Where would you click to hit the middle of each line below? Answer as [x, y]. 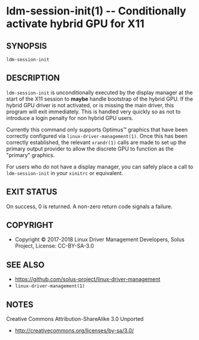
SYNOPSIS [27, 46]
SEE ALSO [25, 265]
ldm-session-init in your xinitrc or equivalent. [65, 173]
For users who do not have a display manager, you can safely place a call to [100, 167]
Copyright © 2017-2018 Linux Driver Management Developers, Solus [99, 240]
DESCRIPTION [33, 78]
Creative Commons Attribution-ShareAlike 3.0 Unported [75, 319]
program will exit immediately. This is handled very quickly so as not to [94, 112]
